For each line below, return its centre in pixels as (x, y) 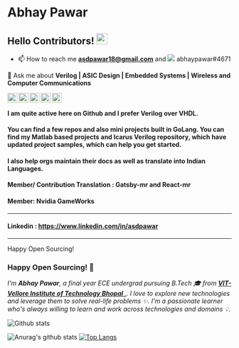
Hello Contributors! (51, 41)
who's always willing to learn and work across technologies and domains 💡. (119, 309)
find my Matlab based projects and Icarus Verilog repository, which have (117, 137)
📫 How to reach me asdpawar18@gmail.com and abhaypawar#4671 (124, 59)
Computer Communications (49, 83)
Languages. (26, 168)
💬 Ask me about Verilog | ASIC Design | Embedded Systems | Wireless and (119, 75)
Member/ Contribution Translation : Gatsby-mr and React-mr (99, 185)
